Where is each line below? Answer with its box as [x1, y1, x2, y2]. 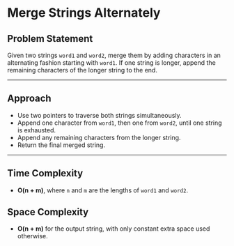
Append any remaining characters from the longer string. [17, 133, 181, 141]
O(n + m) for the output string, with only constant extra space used [17, 224, 210, 233]
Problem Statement [7, 33, 93, 45]
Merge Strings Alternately [7, 5, 161, 21]
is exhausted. [17, 125, 56, 134]
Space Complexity [7, 206, 89, 218]
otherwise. [17, 232, 49, 240]
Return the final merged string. [17, 141, 106, 149]
